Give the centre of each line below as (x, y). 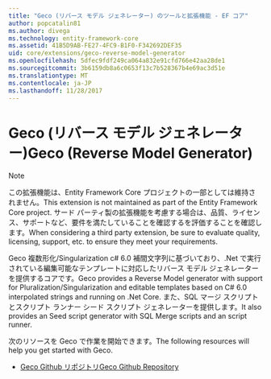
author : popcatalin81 (45, 23)
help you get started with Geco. (60, 350)
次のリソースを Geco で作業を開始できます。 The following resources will (129, 341)
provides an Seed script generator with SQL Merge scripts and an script (128, 316)
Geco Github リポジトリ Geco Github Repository (99, 367)
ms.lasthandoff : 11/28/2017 (56, 91)
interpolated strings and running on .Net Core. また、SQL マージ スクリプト (133, 297)
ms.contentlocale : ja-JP (50, 83)
